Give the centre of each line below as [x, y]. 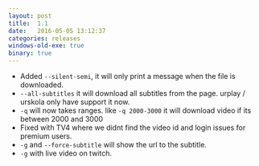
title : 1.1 [28, 23]
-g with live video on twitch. [66, 153]
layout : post [30, 16]
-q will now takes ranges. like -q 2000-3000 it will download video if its [136, 110]
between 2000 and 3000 [61, 119]
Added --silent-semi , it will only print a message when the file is [127, 76]
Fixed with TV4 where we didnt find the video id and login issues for [133, 127]
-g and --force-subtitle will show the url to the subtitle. [113, 145]
